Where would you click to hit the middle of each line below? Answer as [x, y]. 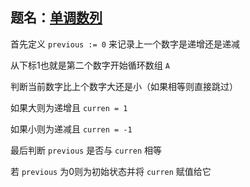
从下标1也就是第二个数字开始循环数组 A [90, 65]
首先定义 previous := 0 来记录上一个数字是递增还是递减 [125, 44]
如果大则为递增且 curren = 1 [69, 107]
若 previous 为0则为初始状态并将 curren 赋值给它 [111, 171]
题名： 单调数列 [56, 18]
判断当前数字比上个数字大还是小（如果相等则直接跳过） [124, 86]
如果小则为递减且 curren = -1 [71, 129]
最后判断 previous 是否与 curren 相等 [86, 150]
